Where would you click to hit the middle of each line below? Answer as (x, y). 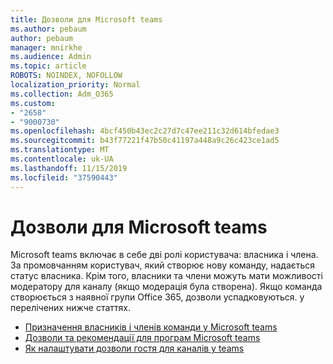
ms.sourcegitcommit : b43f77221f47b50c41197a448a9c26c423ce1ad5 (145, 141)
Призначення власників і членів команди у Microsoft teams (151, 327)
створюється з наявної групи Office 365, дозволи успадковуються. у (157, 297)
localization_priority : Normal (75, 85)
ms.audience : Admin (51, 57)
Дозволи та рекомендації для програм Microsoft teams (142, 338)
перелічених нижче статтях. (71, 308)
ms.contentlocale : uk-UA (62, 159)
